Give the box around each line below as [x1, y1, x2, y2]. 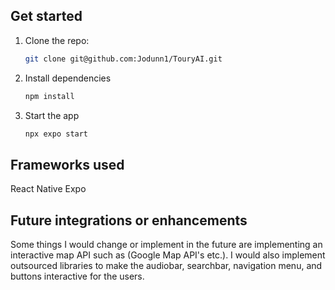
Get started [10, 8, 83, 25]
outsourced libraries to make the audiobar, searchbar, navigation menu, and [10, 260, 323, 272]
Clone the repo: [24, 34, 90, 46]
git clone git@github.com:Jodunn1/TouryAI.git [24, 54, 223, 64]
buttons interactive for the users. [10, 270, 145, 283]
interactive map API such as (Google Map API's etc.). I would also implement [10, 249, 326, 261]
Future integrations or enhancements [10, 212, 248, 229]
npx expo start [24, 129, 89, 139]
